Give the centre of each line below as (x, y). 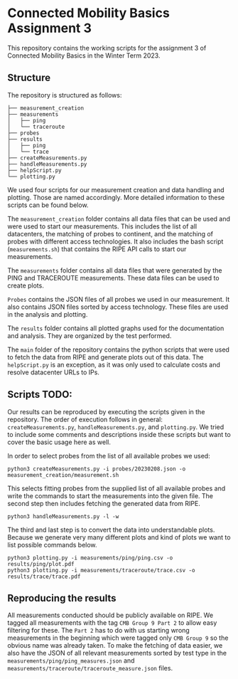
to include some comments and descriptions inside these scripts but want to (119, 434)
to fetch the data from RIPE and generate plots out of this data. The (106, 357)
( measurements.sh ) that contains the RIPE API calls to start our (97, 249)
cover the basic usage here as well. (59, 442)
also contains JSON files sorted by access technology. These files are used (118, 307)
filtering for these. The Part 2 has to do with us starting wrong (98, 631)
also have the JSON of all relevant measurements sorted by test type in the (117, 653)
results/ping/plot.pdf (41, 564)
